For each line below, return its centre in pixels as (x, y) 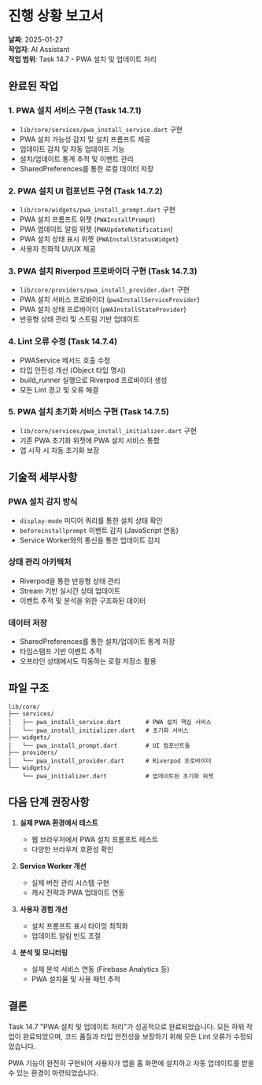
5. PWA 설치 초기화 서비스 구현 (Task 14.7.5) (89, 412)
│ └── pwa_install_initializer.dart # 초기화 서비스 (98, 730)
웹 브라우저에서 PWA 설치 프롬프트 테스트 (95, 839)
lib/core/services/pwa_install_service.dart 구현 (101, 129)
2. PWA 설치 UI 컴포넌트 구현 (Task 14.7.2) (86, 191)
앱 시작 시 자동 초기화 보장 (59, 450)
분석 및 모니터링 (44, 952)
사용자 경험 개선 (44, 909)
